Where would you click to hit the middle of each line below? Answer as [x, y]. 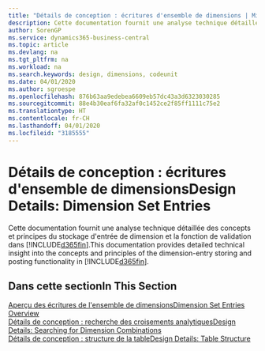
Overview [24, 314]
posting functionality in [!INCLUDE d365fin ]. [79, 261]
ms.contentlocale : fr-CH [49, 119]
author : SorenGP [35, 30]
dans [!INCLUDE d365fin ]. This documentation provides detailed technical [127, 244]
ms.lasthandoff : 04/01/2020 [54, 126]
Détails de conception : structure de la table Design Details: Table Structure [129, 339]
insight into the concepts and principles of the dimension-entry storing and [130, 253]
